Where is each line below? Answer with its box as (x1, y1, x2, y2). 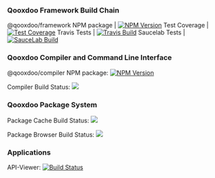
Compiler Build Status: (7, 82, 71, 91)
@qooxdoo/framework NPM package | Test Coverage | (7, 21, 209, 30)
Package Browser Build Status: (7, 130, 95, 139)
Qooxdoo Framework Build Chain (7, 5, 119, 15)
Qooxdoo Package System (7, 100, 98, 109)
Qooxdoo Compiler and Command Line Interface (7, 53, 172, 63)
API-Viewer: (7, 164, 41, 172)
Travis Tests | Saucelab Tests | (57, 28, 186, 36)
